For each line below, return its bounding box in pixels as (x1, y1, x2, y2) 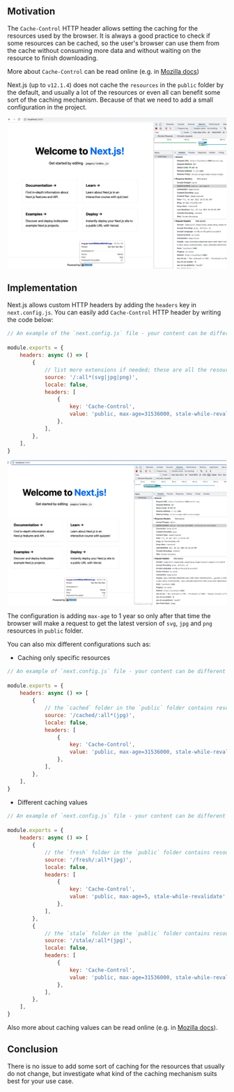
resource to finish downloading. (7, 54, 99, 62)
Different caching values (17, 798, 88, 806)
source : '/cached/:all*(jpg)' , (44, 712, 136, 718)
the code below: (7, 315, 54, 323)
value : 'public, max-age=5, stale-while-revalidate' (69, 893, 226, 900)
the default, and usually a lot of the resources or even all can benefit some (7, 88, 221, 96)
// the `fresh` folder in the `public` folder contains (44, 849, 210, 856)
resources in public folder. (7, 626, 84, 635)
